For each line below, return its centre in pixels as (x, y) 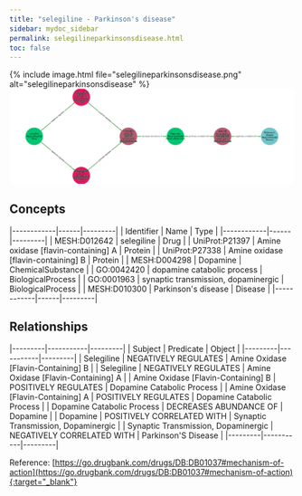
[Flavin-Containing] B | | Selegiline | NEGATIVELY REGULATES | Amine (140, 367)
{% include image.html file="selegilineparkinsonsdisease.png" (126, 75)
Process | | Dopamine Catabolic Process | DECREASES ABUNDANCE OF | (146, 406)
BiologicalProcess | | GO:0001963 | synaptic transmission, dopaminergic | (147, 279)
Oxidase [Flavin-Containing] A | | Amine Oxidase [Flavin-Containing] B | (143, 377)
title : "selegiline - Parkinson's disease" (93, 19)
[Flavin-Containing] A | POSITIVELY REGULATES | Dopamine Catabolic (141, 396)
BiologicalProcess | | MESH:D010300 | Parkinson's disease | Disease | (140, 289)
